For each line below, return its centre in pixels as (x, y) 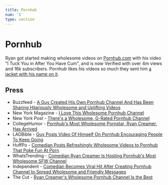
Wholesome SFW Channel (39, 161)
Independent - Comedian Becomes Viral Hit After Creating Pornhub (82, 166)
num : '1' (14, 15)
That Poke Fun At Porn (36, 150)
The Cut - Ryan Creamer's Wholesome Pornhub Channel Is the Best (82, 177)
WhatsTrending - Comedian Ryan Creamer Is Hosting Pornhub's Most (84, 156)
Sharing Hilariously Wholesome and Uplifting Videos (66, 108)
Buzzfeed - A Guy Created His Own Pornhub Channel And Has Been (83, 102)
